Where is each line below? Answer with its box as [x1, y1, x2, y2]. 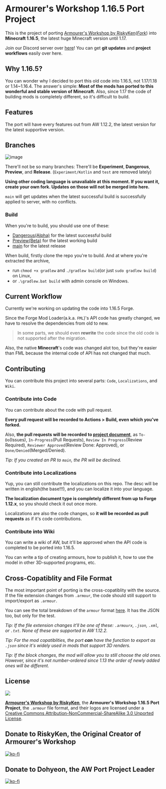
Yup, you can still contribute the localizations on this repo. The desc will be [5, 480, 158, 486]
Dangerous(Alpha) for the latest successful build [12, 232, 111, 238]
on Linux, [12, 272, 31, 278]
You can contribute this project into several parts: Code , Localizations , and [5, 378, 158, 384]
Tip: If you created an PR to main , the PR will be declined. [5, 457, 121, 463]
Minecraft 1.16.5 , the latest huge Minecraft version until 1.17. [5, 35, 127, 41]
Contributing [5, 364, 46, 373]
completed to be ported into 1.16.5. [5, 545, 75, 551]
